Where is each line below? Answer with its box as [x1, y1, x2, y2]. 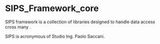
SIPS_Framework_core [5, 3, 99, 14]
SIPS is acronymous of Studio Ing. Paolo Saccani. [5, 33, 105, 39]
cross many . [5, 24, 31, 29]
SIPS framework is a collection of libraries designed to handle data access [5, 19, 156, 25]
